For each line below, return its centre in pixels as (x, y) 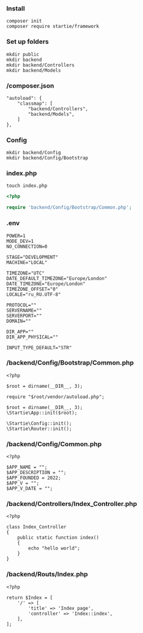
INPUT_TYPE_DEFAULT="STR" (39, 348)
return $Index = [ (30, 598)
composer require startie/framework (53, 26)
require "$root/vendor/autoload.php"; (55, 397)
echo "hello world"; (54, 548)
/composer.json (30, 85)
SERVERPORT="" (24, 316)
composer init (24, 21)
